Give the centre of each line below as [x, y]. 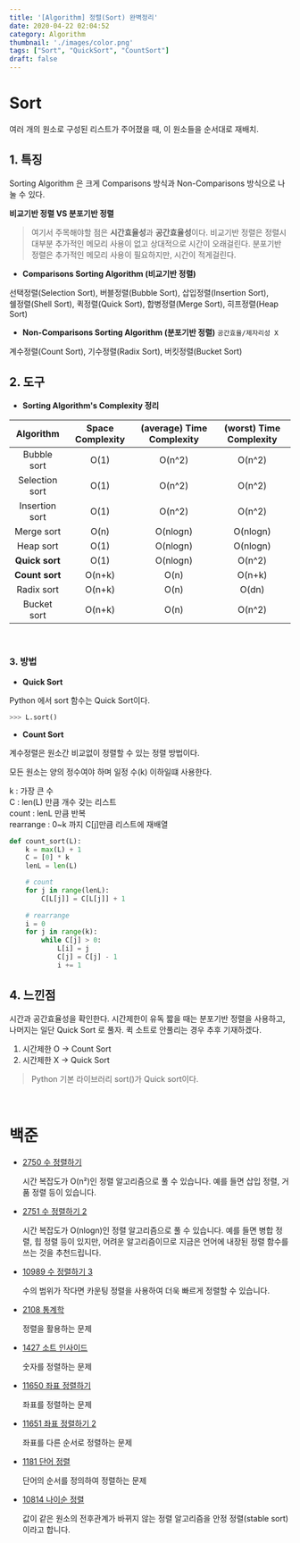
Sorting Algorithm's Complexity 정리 [90, 405]
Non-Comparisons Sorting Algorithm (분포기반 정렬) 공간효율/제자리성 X [150, 332]
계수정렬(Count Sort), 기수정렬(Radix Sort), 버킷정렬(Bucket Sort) [126, 351]
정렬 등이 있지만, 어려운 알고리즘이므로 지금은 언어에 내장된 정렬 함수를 [166, 1241]
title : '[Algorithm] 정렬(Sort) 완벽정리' [84, 17]
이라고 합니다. [46, 1530]
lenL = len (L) [51, 866]
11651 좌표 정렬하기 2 [59, 1423]
